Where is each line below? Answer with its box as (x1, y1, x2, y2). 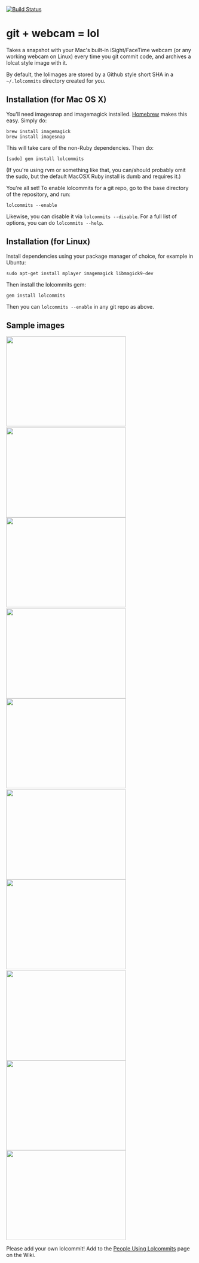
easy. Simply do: (6, 117, 47, 124)
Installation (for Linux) (6, 237, 91, 247)
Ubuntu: (6, 258, 26, 266)
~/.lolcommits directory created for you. (6, 77, 106, 84)
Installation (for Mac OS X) (6, 95, 107, 105)
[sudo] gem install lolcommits (6, 156, 84, 162)
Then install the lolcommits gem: (6, 281, 87, 288)
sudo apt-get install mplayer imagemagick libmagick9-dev (6, 270, 154, 276)
